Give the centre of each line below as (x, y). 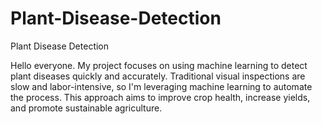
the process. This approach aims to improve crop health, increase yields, (160, 97)
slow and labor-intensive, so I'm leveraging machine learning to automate (161, 86)
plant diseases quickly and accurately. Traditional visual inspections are (158, 76)
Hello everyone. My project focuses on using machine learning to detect (159, 65)
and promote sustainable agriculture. (86, 108)
